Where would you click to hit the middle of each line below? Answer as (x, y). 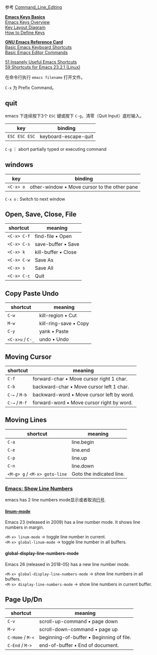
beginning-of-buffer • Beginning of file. (85, 637)
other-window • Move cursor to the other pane (84, 187)
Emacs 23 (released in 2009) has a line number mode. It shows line (73, 522)
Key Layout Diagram (25, 27)
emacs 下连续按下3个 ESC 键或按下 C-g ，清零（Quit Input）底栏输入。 (75, 116)
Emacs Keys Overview (28, 22)
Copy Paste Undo (32, 293)
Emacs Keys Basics (25, 17)
